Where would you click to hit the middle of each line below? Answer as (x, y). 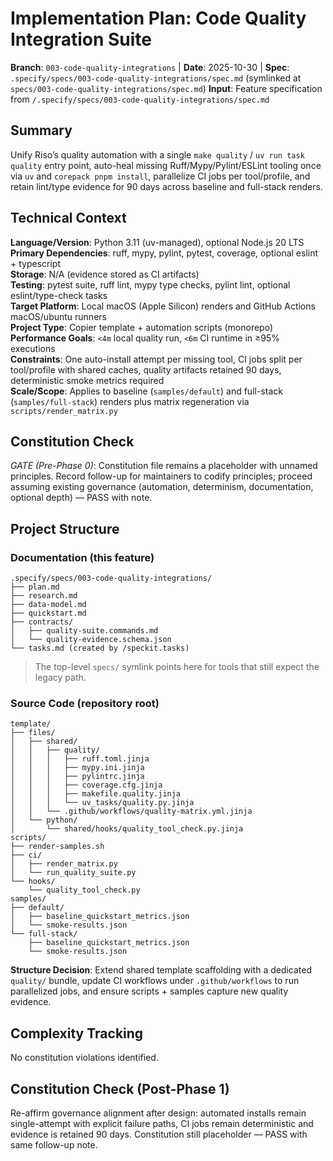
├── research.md (44, 596)
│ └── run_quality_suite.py (73, 873)
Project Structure (65, 528)
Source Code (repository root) (85, 703)
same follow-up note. (54, 1144)
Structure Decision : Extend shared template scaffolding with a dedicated (161, 970)
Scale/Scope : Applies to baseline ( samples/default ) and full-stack (146, 391)
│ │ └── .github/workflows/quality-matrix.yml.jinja (131, 812)
